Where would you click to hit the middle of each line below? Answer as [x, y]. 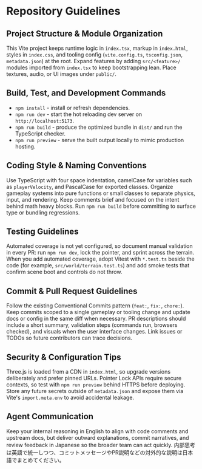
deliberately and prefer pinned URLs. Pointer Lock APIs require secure [94, 378]
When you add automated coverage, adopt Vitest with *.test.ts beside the [101, 259]
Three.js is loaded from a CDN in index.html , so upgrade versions [89, 372]
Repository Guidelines [63, 11]
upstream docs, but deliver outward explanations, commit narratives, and [98, 437]
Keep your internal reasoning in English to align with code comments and [97, 431]
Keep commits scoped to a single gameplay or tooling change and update [98, 312]
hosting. [25, 146]
